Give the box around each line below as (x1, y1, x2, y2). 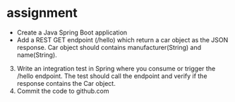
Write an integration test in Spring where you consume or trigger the (16, 64, 216, 72)
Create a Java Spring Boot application (16, 28, 128, 37)
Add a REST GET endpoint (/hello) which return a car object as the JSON (16, 35, 229, 44)
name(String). (16, 51, 57, 59)
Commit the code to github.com (16, 87, 110, 95)
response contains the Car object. (16, 79, 116, 87)
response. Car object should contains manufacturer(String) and (16, 43, 202, 51)
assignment (6, 5, 78, 21)
